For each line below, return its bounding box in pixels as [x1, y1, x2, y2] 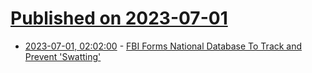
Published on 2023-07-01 [10, 7, 228, 30]
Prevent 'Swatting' [24, 50, 102, 62]
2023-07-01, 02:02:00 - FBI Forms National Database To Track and [24, 40, 303, 52]
